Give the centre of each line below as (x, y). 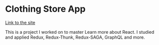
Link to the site (20, 22)
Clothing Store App (45, 9)
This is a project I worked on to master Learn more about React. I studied (80, 32)
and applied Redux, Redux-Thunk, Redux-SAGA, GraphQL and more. (75, 37)
